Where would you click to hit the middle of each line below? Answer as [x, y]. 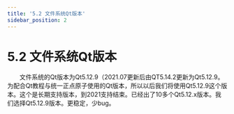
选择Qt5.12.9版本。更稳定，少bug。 [64, 103]
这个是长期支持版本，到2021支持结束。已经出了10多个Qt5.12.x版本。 [117, 95]
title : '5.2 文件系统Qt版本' [46, 14]
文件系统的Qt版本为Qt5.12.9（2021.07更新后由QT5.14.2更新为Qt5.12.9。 [122, 77]
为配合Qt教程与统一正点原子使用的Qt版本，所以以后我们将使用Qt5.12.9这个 [114, 86]
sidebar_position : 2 [37, 20]
